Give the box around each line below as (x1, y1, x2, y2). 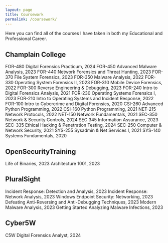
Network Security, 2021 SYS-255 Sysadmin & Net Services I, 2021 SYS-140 (5, 127, 161, 133)
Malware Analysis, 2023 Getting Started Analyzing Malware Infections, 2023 (5, 204, 163, 210)
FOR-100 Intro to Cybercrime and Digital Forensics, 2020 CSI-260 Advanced (5, 101, 163, 107)
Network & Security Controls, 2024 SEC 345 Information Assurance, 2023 (5, 117, 159, 123)
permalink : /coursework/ (5, 17, 57, 22)
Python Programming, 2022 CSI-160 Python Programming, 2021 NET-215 (5, 106, 156, 112)
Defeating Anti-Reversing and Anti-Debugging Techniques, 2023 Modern (5, 199, 156, 205)
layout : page (5, 7, 33, 13)
